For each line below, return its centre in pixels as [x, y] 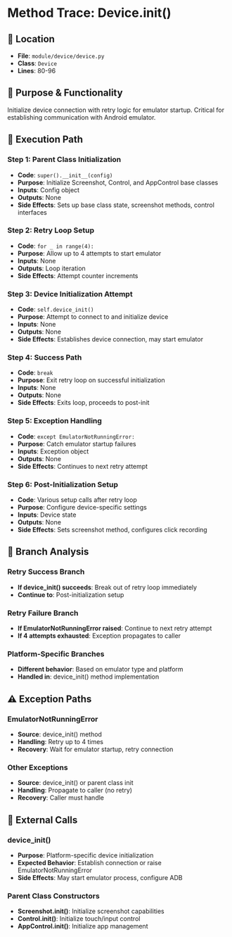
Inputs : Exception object [53, 451]
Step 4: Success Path [45, 358]
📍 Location [31, 39]
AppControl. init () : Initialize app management [83, 926]
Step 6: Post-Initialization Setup [63, 484]
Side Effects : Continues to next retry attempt [83, 466]
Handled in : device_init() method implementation [88, 677]
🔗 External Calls [43, 820]
